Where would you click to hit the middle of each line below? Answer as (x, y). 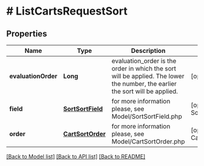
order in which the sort (144, 68)
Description (148, 51)
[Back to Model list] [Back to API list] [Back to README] (76, 157)
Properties (27, 34)
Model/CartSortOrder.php (148, 141)
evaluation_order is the (144, 61)
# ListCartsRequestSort (67, 11)
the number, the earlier (144, 84)
